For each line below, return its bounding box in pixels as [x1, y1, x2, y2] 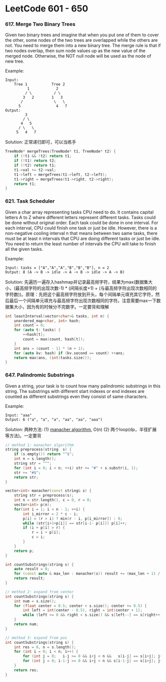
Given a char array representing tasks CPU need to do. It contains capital [5, 209, 154, 215]
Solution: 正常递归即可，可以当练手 [5, 139, 77, 145]
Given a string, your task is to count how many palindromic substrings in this [5, 383, 161, 389]
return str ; [14, 475, 39, 480]
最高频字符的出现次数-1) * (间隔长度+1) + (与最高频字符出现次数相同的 [15, 285, 157, 291]
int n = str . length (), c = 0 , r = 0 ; [14, 498, 92, 503]
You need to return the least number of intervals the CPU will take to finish [5, 240, 157, 246]
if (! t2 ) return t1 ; [14, 163, 56, 168]
